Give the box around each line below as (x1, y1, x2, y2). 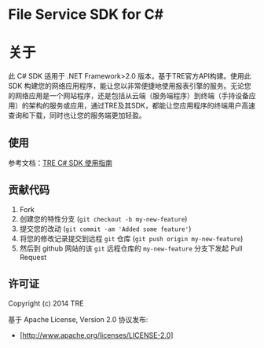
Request (19, 252, 47, 262)
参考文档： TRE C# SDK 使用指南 (8, 158, 112, 167)
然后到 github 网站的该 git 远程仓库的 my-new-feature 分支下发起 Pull (19, 244, 243, 253)
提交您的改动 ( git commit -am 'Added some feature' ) (19, 224, 192, 233)
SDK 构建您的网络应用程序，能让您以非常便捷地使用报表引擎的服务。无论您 (8, 81, 251, 91)
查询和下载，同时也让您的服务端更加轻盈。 (8, 111, 146, 120)
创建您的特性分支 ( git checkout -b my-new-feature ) (19, 214, 188, 223)
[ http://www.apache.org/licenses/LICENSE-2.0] (19, 330, 174, 339)
